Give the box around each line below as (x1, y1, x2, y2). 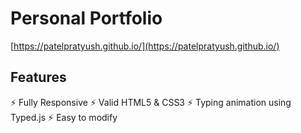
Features (10, 69, 67, 86)
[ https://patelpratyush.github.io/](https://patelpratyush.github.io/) (10, 40, 280, 52)
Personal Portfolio (10, 7, 163, 30)
